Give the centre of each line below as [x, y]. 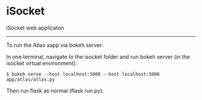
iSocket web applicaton [35, 28]
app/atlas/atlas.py [31, 80]
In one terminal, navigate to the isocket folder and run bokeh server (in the [98, 57]
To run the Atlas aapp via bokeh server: [55, 45]
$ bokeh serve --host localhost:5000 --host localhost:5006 [83, 74]
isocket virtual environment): [41, 63]
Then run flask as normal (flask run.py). [55, 90]
